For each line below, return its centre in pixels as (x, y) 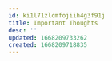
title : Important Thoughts (53, 23)
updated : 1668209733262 (48, 38)
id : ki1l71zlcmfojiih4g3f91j (57, 15)
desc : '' (23, 30)
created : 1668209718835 (48, 45)
